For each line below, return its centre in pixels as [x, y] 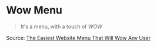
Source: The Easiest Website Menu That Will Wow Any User [78, 38]
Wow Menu [34, 10]
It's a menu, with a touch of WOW [61, 26]
